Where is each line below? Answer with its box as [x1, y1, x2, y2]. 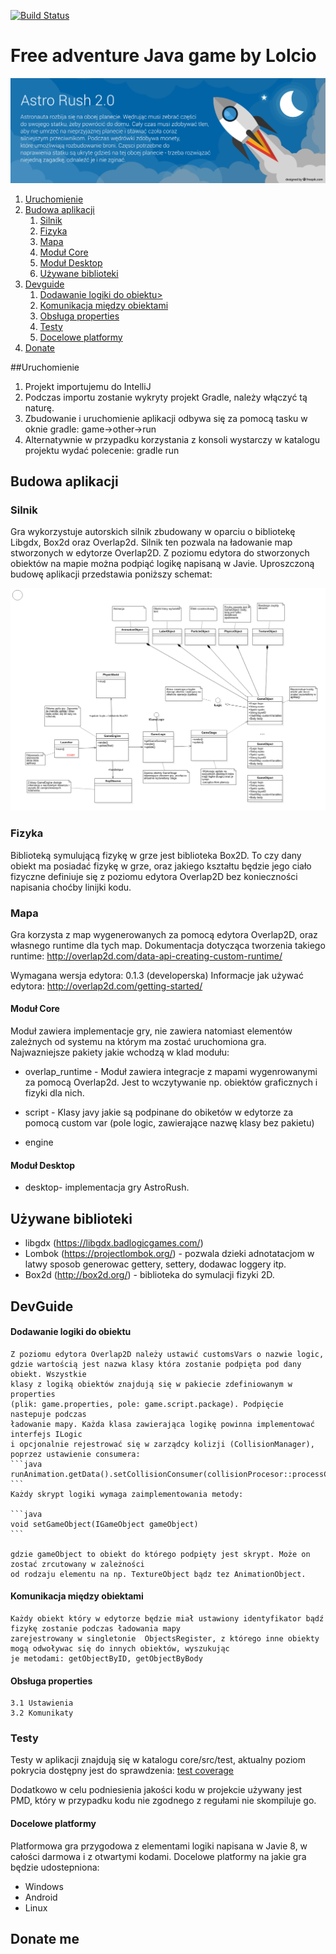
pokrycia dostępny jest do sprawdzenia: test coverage [10, 1765, 235, 1777]
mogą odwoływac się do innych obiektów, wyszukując [10, 1643, 230, 1654]
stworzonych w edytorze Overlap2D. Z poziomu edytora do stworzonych [10, 547, 310, 559]
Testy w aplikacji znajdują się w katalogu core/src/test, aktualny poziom [10, 1754, 306, 1766]
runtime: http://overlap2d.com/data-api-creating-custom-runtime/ [10, 950, 283, 962]
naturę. [24, 401, 55, 414]
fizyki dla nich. [24, 1087, 85, 1099]
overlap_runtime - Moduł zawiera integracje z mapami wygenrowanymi [24, 1066, 318, 1078]
